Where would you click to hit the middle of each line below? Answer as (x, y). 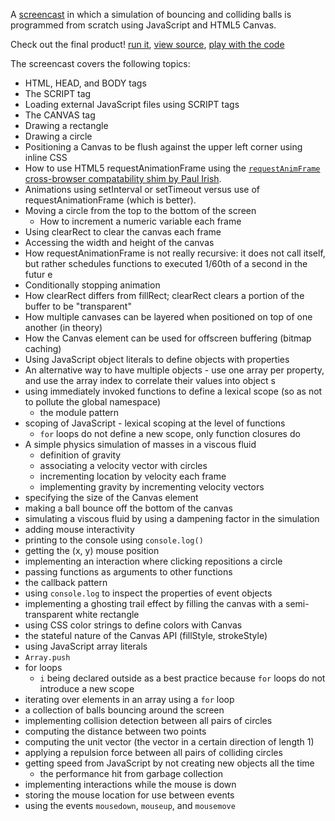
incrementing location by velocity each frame (133, 476)
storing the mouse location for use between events (129, 795)
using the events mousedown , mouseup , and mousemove (130, 805)
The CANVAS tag (60, 115)
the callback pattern (66, 582)
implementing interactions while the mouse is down (130, 784)
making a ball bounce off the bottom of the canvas (128, 508)
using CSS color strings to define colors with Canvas (133, 625)
